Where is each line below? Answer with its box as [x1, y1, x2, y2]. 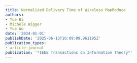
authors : [5, 12, 24, 17]
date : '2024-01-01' [5, 31, 47, 36]
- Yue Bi [5, 17, 24, 22]
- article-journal [5, 45, 44, 50]
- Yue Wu [5, 26, 24, 31]
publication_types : [5, 41, 47, 46]
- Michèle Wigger [5, 21, 42, 27]
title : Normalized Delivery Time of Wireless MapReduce [5, 7, 126, 13]
